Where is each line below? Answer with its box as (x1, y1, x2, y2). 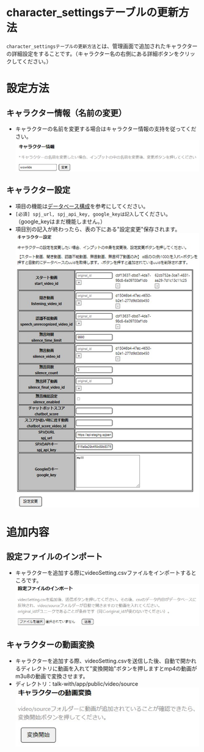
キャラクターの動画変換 (6, 640, 95, 650)
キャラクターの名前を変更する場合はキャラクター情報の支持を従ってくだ (15, 125, 197, 132)
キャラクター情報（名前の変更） (6, 108, 127, 118)
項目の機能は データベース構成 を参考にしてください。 (15, 202, 149, 210)
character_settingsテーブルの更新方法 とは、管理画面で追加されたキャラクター (6, 42, 198, 50)
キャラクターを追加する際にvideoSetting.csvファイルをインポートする (15, 569, 191, 576)
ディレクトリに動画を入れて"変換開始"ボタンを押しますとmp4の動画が (20, 664, 197, 672)
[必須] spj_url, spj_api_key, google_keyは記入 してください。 (15, 210, 171, 218)
